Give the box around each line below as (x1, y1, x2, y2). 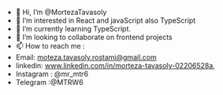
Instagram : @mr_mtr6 (15, 69, 89, 79)
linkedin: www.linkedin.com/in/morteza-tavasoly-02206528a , (15, 61, 215, 70)
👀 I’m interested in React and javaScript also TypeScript (15, 16, 196, 25)
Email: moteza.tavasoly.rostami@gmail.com (15, 53, 157, 62)
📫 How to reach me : (15, 42, 85, 50)
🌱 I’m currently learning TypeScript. (15, 24, 132, 33)
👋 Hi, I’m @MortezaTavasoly (15, 8, 107, 16)
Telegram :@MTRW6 (15, 78, 84, 86)
